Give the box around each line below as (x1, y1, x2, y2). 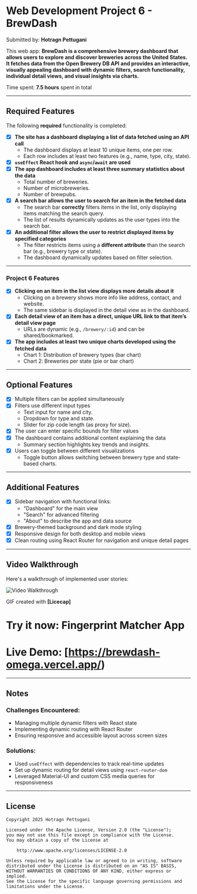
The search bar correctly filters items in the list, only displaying (23, 204, 177, 210)
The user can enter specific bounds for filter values (14, 427, 139, 434)
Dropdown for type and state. (23, 415, 95, 422)
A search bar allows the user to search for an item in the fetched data (14, 197, 186, 204)
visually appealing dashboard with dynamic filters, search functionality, (6, 66, 185, 73)
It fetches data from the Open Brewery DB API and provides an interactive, (6, 60, 191, 67)
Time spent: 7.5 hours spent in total (6, 83, 92, 91)
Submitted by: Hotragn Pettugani (6, 36, 87, 43)
